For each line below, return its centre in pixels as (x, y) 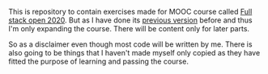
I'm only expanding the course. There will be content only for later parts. (129, 29)
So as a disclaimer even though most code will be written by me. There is (130, 44)
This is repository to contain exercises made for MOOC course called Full (130, 12)
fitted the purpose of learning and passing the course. (98, 61)
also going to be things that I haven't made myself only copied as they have (134, 53)
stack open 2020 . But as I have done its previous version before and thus (130, 20)
